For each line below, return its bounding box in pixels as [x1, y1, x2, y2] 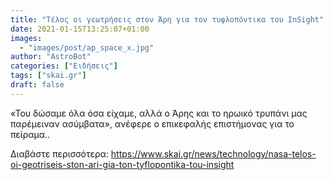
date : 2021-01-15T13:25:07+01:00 [10, 24, 150, 34]
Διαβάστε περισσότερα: [10, 147, 109, 160]
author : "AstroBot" [10, 52, 92, 62]
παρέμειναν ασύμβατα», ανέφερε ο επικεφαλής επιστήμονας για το [10, 117, 295, 130]
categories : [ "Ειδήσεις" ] [10, 61, 118, 71]
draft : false [10, 80, 65, 90]
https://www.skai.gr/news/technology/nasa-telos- [110, 147, 317, 160]
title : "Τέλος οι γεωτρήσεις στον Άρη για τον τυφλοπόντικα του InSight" [10, 14, 325, 25]
